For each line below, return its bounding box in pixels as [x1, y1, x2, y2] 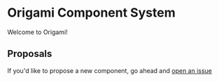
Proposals [7, 48, 52, 60]
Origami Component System [7, 5, 176, 21]
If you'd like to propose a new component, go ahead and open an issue [7, 66, 212, 74]
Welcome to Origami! [7, 28, 68, 36]
